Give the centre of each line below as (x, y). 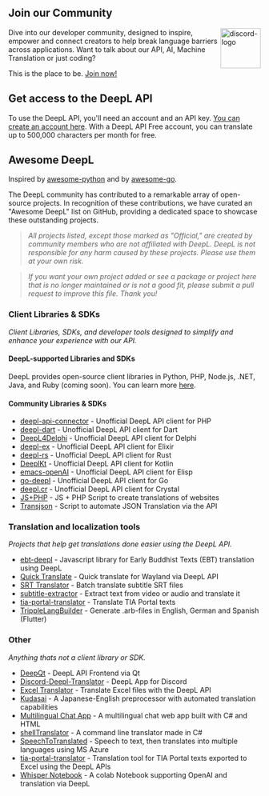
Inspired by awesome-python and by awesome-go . (93, 179)
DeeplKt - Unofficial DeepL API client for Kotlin (96, 464)
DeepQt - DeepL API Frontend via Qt (80, 673)
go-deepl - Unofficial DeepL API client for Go (94, 481)
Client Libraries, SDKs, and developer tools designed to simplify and (121, 332)
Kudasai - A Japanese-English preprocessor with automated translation (138, 698)
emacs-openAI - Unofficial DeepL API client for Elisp (106, 472)
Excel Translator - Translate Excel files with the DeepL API (116, 690)
